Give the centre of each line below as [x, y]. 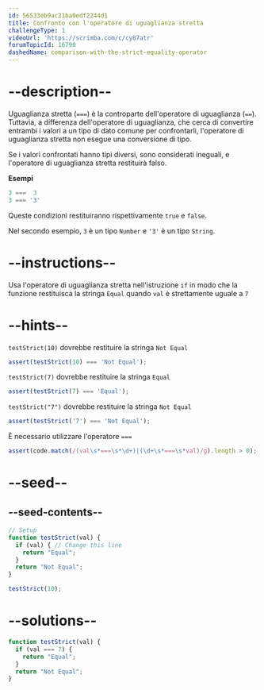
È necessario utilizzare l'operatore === [70, 437]
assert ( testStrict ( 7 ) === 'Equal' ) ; [69, 391]
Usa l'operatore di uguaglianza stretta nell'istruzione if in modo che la [123, 285]
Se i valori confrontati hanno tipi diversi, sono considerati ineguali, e [119, 154]
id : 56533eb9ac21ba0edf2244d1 [58, 15]
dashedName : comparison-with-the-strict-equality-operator [108, 52]
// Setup [23, 530]
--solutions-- [53, 621]
